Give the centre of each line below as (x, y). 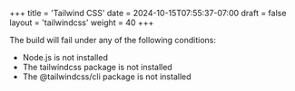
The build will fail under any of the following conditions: (113, 40)
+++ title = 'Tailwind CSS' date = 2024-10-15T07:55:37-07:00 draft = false (148, 13)
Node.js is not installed (65, 57)
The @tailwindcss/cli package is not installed (107, 77)
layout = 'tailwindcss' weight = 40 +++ (82, 23)
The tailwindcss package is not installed (97, 67)
